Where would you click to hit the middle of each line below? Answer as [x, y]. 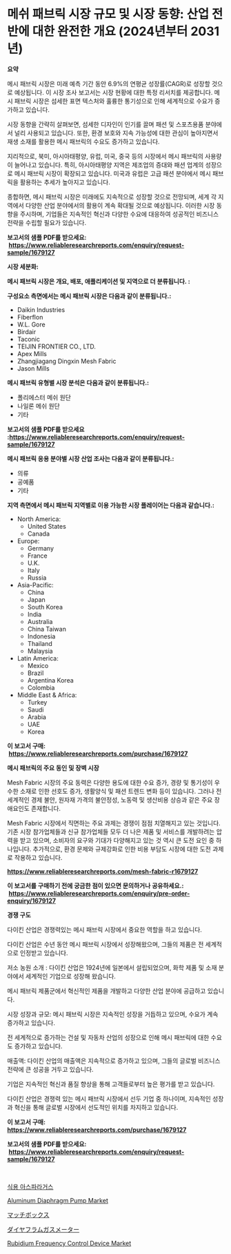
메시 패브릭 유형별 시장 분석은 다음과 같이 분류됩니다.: [78, 382]
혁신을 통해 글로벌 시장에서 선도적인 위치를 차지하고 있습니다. [96, 1107]
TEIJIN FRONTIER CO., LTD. [57, 346]
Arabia [37, 717]
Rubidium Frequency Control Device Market [69, 1243]
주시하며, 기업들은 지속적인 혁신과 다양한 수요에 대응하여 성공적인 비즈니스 [119, 214]
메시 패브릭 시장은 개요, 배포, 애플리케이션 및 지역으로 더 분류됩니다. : [99, 281]
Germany [40, 548]
